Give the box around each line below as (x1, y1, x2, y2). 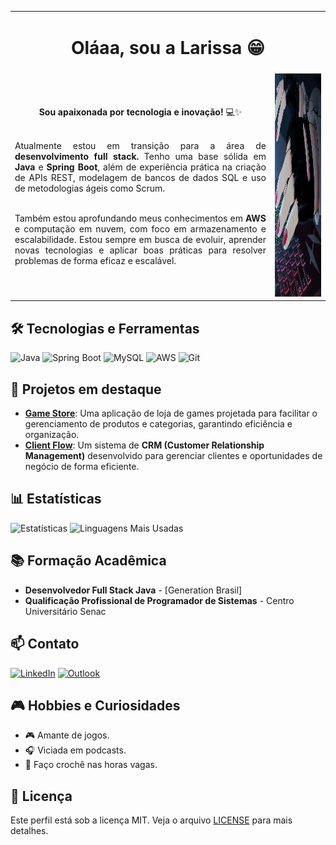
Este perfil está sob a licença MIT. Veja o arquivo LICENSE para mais (10, 814, 293, 826)
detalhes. (10, 825, 49, 837)
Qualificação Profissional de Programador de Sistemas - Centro (24, 594, 295, 606)
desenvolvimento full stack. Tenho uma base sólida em (14, 150, 267, 162)
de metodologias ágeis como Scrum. (14, 182, 166, 194)
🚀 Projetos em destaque (10, 381, 162, 398)
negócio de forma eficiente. (24, 461, 140, 473)
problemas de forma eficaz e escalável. (14, 254, 177, 266)
